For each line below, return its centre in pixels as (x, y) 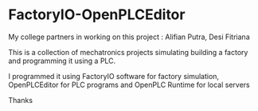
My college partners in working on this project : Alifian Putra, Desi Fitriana (129, 37)
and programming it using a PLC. (62, 61)
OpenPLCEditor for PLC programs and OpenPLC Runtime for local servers (129, 85)
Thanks (21, 100)
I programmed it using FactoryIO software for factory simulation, (114, 76)
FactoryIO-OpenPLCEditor (97, 15)
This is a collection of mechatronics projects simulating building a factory (128, 52)
